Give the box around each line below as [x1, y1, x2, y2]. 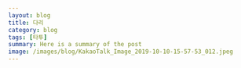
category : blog [8, 26, 58, 34]
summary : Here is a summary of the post [8, 41, 143, 48]
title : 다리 [8, 19, 45, 27]
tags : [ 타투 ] [8, 33, 48, 41]
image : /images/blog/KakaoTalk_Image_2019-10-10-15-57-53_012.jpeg [8, 48, 234, 55]
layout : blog [8, 11, 51, 20]
